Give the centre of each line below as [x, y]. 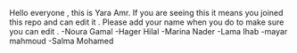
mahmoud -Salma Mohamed [62, 41]
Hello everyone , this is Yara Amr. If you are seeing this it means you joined [146, 13]
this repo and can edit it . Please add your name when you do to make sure [147, 22]
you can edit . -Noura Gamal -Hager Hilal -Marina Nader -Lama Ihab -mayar [148, 31]
